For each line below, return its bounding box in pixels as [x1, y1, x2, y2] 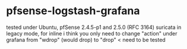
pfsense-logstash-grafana [6, 4, 141, 18]
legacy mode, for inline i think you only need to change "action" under [6, 30, 178, 37]
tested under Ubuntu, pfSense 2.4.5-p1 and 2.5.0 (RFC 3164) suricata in [6, 24, 182, 31]
